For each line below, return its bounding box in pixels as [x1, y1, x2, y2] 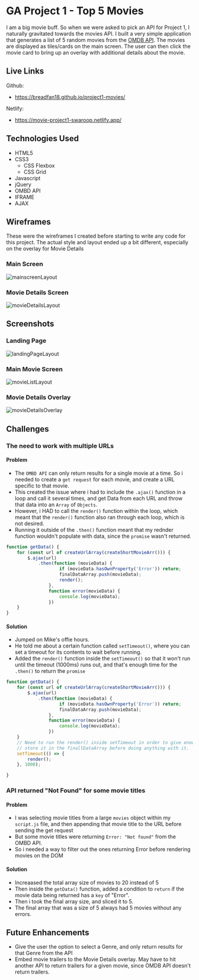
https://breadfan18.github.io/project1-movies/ [14, 93, 126, 100]
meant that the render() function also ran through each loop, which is [14, 513, 185, 521]
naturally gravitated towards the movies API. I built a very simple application [6, 30, 191, 37]
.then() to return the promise [14, 668, 86, 675]
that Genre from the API [14, 950, 73, 957]
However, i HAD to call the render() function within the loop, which [14, 507, 178, 514]
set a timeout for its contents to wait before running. [14, 649, 142, 656]
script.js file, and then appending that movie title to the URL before [14, 821, 182, 828]
